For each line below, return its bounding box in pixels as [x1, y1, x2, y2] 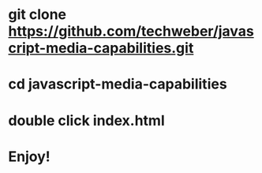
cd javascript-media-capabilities [8, 75, 227, 93]
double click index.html [8, 111, 166, 130]
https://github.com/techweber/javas [8, 22, 254, 40]
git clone [8, 6, 67, 24]
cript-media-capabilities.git [8, 39, 194, 57]
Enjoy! [8, 148, 51, 165]
